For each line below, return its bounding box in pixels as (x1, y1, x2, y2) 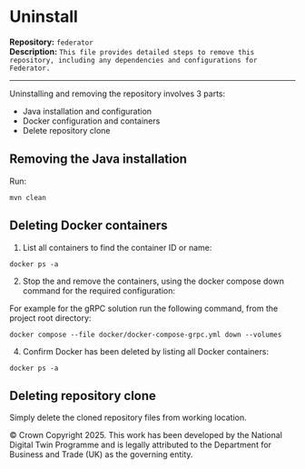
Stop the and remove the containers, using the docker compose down (22, 275, 284, 286)
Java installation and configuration (22, 105, 152, 116)
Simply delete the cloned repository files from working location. (9, 412, 247, 424)
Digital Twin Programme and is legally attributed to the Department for (9, 439, 272, 451)
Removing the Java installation (9, 152, 188, 167)
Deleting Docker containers (9, 218, 168, 234)
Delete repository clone (22, 125, 111, 135)
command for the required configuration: (22, 284, 175, 296)
